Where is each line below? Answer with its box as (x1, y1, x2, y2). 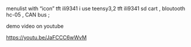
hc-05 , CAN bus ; (6, 11, 50, 18)
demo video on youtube (6, 23, 64, 29)
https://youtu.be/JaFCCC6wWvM (6, 34, 87, 41)
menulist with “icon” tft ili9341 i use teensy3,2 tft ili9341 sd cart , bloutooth (6, 5, 185, 12)
